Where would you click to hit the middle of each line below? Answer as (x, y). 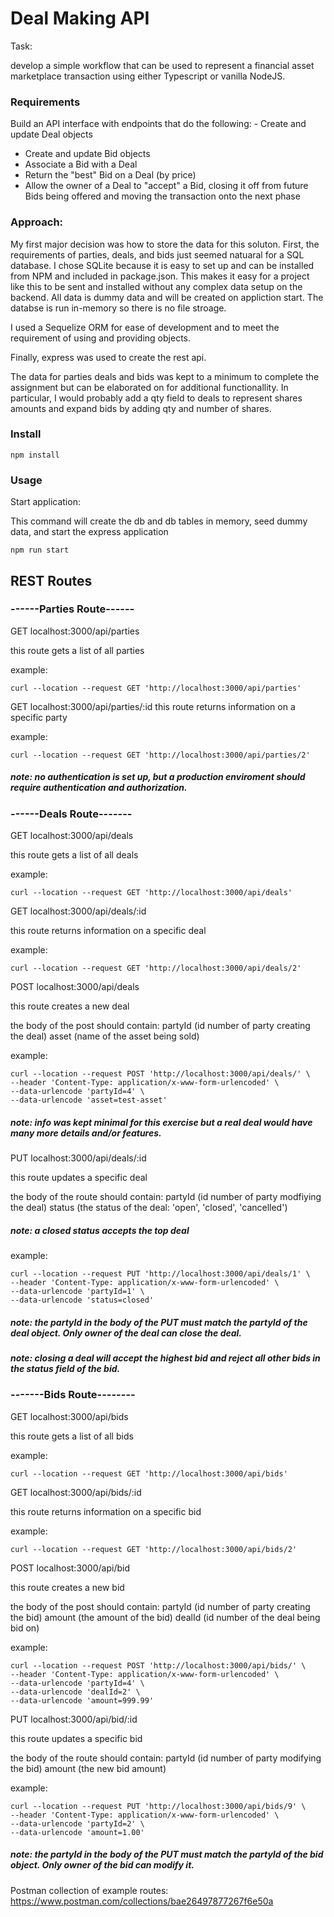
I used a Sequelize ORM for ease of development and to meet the (145, 327)
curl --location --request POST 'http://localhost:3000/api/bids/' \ (158, 1665)
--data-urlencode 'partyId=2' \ (77, 1823)
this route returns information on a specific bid (106, 1511)
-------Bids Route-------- (73, 1395)
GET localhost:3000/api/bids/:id (76, 1492)
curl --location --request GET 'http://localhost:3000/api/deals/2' (156, 968)
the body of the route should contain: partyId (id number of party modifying (166, 1758)
